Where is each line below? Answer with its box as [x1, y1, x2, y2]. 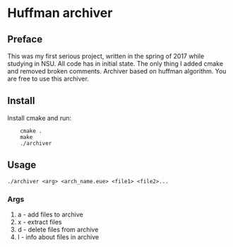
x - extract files [17, 217, 62, 226]
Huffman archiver [7, 5, 113, 21]
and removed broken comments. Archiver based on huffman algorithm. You [7, 67, 227, 75]
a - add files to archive [17, 210, 83, 219]
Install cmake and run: [7, 113, 72, 122]
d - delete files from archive [17, 225, 99, 234]
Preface [7, 33, 43, 45]
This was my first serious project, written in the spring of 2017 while [7, 52, 205, 60]
